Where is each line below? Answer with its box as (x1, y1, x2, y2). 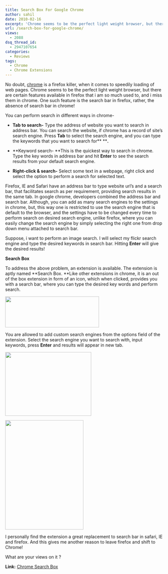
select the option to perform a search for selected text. (12, 173, 125, 179)
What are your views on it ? (5, 554, 61, 560)
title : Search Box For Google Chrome (5, 7, 84, 12)
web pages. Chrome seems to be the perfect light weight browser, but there (5, 87, 161, 92)
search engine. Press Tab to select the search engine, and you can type (12, 133, 161, 138)
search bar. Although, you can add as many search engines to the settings (5, 199, 158, 205)
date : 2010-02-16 (5, 16, 41, 21)
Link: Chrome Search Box (5, 563, 58, 569)
